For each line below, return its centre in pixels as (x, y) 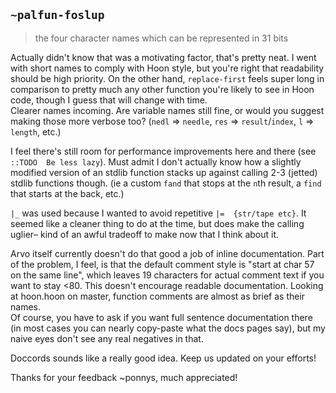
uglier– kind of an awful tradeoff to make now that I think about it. (145, 234)
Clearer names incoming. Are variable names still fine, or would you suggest (167, 110)
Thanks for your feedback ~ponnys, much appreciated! (124, 377)
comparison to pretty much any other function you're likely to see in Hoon (162, 89)
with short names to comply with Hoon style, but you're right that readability (167, 68)
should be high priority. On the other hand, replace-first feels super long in (167, 78)
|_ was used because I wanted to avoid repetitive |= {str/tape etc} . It (158, 213)
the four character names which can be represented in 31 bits (161, 38)
